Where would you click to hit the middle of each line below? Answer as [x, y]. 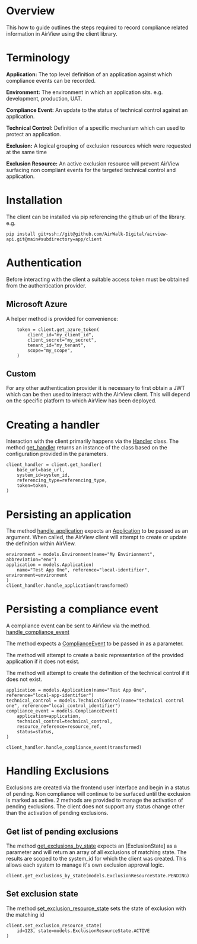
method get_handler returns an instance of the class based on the [87, 448]
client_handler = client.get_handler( [54, 465]
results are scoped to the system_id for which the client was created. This [96, 858]
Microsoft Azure [37, 304]
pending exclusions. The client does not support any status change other [96, 807]
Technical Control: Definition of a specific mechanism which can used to [96, 128]
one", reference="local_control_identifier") [63, 706]
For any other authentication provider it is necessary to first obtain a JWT [96, 388]
